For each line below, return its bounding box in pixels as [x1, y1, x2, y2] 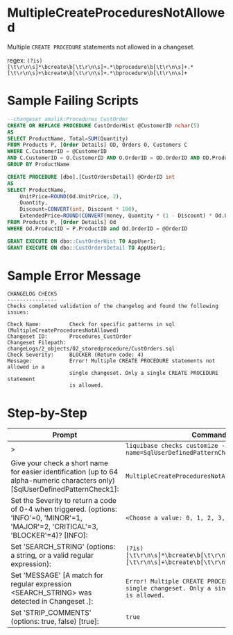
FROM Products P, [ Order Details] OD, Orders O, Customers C [7, 141, 188, 149]
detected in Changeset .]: [10, 597, 94, 606]
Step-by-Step [7, 405, 88, 421]
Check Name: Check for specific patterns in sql [7, 321, 175, 328]
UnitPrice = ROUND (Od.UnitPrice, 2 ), [19, 193, 123, 200]
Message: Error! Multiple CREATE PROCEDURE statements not [7, 357, 216, 364]
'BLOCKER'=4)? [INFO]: [10, 531, 88, 540]
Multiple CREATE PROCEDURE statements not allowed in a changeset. [7, 42, 196, 51]
